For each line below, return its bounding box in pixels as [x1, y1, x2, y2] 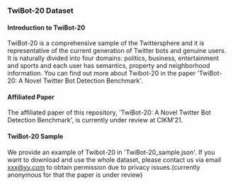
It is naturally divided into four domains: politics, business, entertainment [7, 54, 220, 62]
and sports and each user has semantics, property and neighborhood [7, 62, 210, 70]
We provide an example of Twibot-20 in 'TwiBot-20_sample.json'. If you [7, 148, 215, 156]
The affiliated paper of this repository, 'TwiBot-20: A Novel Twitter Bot [7, 108, 211, 117]
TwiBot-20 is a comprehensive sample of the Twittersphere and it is [7, 39, 205, 47]
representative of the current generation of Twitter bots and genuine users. [7, 47, 227, 55]
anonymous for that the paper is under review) [7, 170, 143, 179]
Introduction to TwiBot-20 [7, 23, 86, 32]
